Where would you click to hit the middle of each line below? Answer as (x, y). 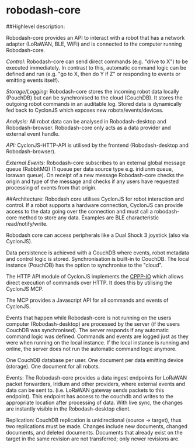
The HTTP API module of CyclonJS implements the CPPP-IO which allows (95, 276)
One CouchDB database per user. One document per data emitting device (95, 360)
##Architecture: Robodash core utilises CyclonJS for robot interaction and (95, 199)
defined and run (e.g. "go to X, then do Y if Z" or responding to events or (93, 74)
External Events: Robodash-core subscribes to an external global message (96, 163)
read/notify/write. (27, 223)
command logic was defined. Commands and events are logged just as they (97, 336)
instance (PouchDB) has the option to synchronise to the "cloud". (84, 265)
